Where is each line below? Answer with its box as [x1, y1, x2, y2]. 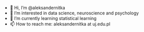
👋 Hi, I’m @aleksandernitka [9, 5, 66, 10]
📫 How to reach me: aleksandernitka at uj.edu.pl [9, 21, 111, 27]
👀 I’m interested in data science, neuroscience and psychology [9, 10, 139, 16]
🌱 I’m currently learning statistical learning [9, 15, 97, 21]
